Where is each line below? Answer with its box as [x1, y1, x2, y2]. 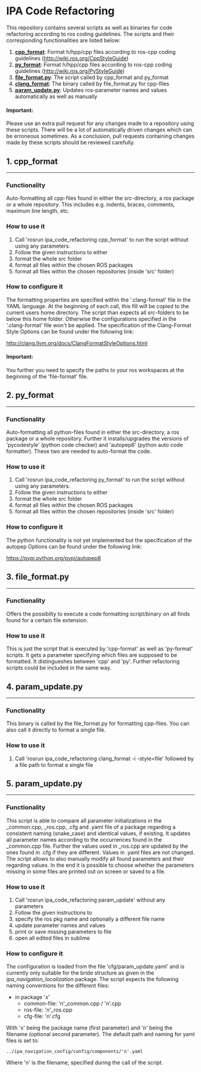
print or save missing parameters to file [14, 928, 112, 935]
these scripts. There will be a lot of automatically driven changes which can [6, 126, 193, 133]
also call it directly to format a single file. [6, 726, 106, 733]
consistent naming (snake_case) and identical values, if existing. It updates [6, 830, 191, 837]
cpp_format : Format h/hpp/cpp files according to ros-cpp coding [14, 48, 176, 55]
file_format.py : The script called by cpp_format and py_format [14, 74, 169, 81]
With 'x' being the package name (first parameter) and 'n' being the [6, 1024, 173, 1031]
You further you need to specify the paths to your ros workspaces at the [6, 367, 184, 374]
